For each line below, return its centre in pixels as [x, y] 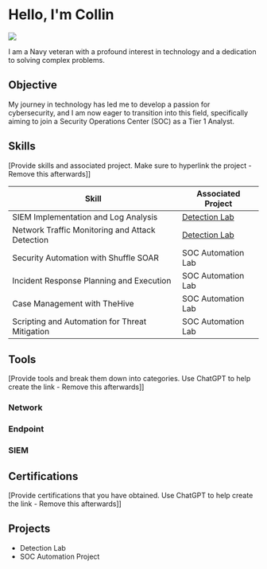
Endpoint [26, 429]
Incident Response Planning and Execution [92, 280]
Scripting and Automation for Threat [79, 322]
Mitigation [31, 331]
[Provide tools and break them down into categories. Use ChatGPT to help [130, 379]
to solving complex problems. [56, 60]
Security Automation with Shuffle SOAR [85, 258]
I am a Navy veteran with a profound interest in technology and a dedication [132, 51]
